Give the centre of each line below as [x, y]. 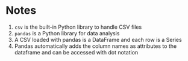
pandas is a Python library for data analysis [67, 33]
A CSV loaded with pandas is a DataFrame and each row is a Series [98, 39]
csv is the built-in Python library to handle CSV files [78, 27]
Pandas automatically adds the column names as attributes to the [96, 46]
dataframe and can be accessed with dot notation [76, 52]
